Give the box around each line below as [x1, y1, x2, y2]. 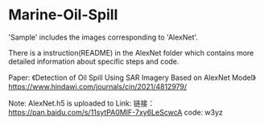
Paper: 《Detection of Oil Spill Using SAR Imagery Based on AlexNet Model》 [8, 73, 256, 82]
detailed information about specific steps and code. [8, 56, 179, 66]
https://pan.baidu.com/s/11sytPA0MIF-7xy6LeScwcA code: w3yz [8, 107, 224, 117]
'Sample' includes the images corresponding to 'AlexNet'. [8, 32, 199, 42]
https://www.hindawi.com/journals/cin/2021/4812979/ [8, 81, 188, 91]
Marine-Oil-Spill [8, 6, 118, 24]
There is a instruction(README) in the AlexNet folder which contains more [8, 48, 254, 57]
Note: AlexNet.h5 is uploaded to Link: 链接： [8, 98, 155, 108]
